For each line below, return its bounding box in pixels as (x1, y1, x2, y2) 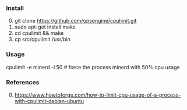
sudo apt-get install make (14, 23, 76, 30)
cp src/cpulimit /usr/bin (14, 36, 71, 43)
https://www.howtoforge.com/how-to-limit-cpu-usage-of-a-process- (14, 91, 181, 98)
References (6, 78, 40, 86)
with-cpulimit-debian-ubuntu (14, 97, 84, 104)
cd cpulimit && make (14, 30, 64, 37)
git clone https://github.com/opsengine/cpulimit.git (14, 17, 137, 24)
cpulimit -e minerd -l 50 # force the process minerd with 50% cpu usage (6, 63, 180, 70)
